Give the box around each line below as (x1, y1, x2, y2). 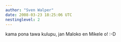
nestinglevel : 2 (5, 17, 40, 22)
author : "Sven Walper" (5, 7, 54, 13)
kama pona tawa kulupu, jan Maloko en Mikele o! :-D (5, 31, 116, 37)
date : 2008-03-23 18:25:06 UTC (5, 12, 72, 17)
